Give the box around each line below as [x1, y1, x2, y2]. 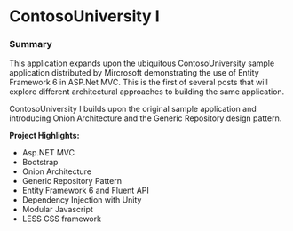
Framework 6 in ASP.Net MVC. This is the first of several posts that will [9, 77, 268, 88]
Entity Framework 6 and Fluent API [21, 185, 149, 196]
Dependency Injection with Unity [21, 195, 142, 205]
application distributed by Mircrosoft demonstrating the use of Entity [9, 68, 259, 78]
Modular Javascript [21, 204, 93, 215]
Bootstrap [21, 157, 59, 168]
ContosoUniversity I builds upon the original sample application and [9, 104, 257, 115]
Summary [9, 38, 53, 51]
